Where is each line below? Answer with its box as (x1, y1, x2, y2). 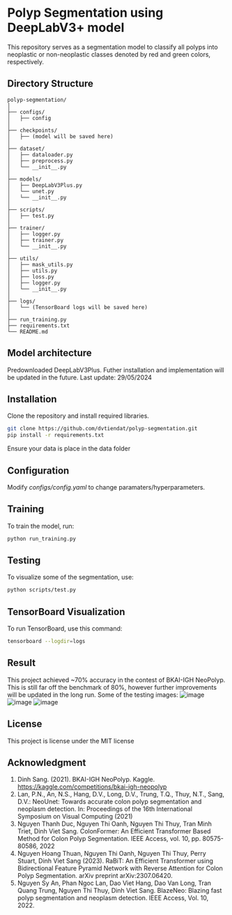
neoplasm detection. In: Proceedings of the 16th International (17, 805, 193, 813)
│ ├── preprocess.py (7, 157, 73, 165)
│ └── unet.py (7, 188, 54, 195)
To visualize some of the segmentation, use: (7, 573, 134, 582)
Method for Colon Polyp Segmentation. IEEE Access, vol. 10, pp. (17, 835, 201, 843)
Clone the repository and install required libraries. (7, 411, 150, 420)
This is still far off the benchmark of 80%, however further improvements (7, 683, 217, 691)
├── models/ (7, 176, 42, 183)
